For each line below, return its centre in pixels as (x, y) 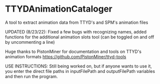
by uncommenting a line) (30, 42)
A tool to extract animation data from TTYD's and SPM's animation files (77, 22)
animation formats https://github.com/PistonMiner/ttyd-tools (66, 56)
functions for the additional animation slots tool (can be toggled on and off (80, 37)
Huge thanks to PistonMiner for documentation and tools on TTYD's (73, 51)
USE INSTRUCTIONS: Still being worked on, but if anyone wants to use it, (79, 66)
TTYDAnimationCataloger (59, 9)
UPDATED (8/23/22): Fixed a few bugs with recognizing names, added (76, 32)
